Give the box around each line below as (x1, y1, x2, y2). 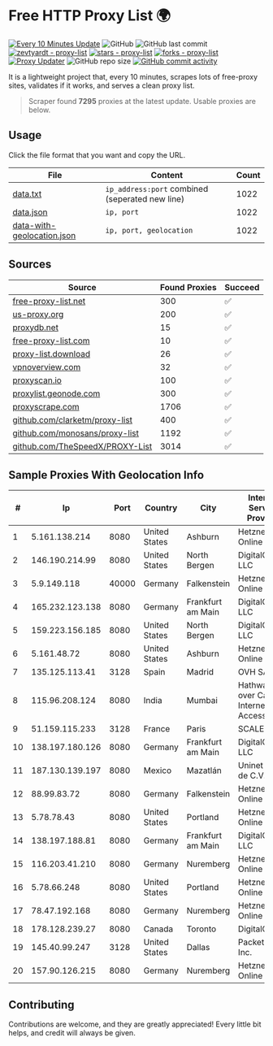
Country (145, 502, 178, 514)
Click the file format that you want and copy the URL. (8, 150, 185, 159)
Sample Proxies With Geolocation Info (8, 468, 205, 482)
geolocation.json (12, 229, 76, 241)
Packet (238, 936, 265, 948)
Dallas (186, 942, 210, 953)
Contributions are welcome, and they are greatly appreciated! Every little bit (8, 1019, 262, 1029)
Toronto (186, 923, 217, 935)
